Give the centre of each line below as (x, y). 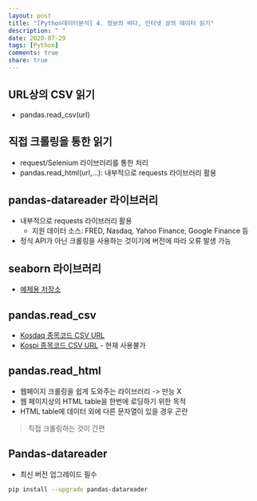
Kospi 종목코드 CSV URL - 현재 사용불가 (83, 345)
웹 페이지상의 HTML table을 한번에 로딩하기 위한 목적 (103, 401)
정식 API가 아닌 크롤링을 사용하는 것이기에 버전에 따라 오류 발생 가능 (125, 241)
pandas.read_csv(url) (55, 114)
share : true (28, 61)
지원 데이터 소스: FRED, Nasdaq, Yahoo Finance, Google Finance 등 (140, 231)
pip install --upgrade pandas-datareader (78, 489)
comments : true (34, 53)
